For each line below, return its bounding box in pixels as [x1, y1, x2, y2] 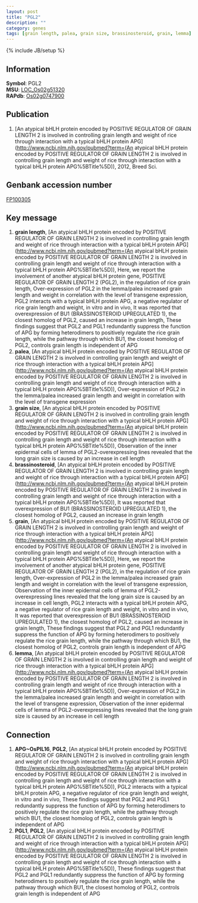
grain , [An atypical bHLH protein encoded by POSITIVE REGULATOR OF [14, 518, 190, 525]
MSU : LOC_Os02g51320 [6, 86, 65, 93]
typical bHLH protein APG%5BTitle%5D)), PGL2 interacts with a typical [14, 783, 188, 791]
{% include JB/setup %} [6, 47, 65, 54]
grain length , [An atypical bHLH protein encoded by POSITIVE [14, 228, 167, 236]
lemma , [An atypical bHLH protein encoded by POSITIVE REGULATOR [14, 650, 186, 657]
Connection [6, 730, 50, 740]
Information [6, 64, 51, 74]
